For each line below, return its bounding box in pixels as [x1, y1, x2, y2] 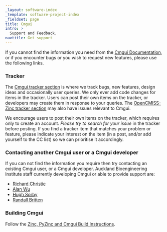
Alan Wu [12, 186, 30, 192]
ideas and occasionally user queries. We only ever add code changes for [5, 89, 156, 96]
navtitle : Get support [5, 36, 53, 41]
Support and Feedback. [10, 31, 57, 36]
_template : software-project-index [5, 12, 80, 17]
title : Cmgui [5, 21, 33, 27]
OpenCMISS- [133, 100, 161, 106]
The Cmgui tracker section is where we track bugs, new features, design [5, 84, 155, 90]
